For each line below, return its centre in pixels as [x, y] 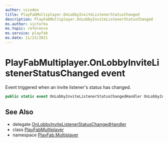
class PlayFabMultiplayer [38, 129]
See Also [19, 112]
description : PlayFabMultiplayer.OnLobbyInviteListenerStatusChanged [79, 19]
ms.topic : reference [27, 29]
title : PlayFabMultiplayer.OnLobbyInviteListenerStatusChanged [72, 15]
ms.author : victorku [27, 24]
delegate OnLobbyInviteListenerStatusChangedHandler [69, 124]
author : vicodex [22, 10]
